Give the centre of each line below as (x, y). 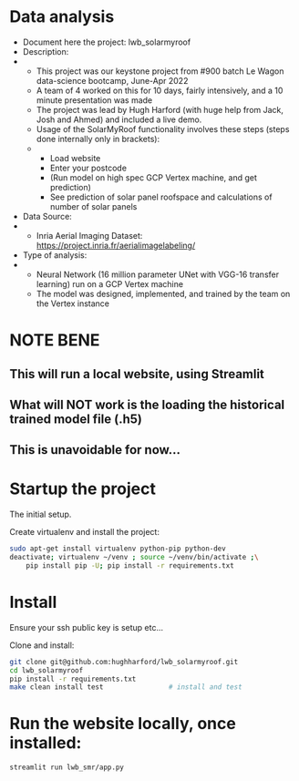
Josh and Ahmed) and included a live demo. (119, 119)
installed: (46, 743)
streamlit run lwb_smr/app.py (67, 767)
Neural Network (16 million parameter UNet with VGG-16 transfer (158, 274)
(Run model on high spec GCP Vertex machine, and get (154, 177)
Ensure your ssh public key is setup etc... (87, 627)
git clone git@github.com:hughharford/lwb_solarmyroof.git (124, 662)
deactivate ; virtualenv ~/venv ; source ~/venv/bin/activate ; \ (134, 558)
